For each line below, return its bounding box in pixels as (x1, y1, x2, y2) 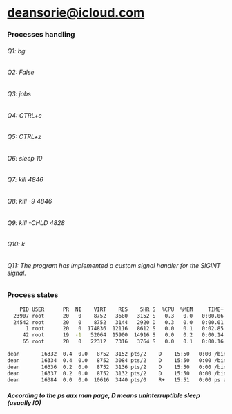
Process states (7, 290, 59, 300)
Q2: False (7, 68, 35, 77)
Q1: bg (7, 46, 26, 55)
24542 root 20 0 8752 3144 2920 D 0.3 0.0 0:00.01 (13, 318, 224, 326)
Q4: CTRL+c (7, 111, 43, 119)
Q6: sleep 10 (7, 154, 43, 162)
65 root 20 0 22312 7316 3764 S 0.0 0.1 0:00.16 (22, 338, 224, 345)
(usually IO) (7, 399, 41, 406)
